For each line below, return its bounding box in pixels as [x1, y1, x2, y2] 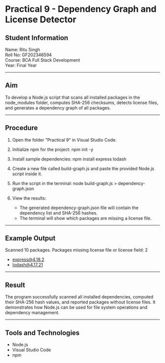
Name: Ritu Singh [5, 47, 40, 52]
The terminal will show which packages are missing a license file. [19, 215, 152, 221]
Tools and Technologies [5, 328, 80, 337]
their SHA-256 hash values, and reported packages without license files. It [5, 299, 156, 305]
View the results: [12, 195, 47, 201]
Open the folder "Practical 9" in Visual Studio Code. [12, 137, 117, 143]
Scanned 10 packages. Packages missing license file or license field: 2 [5, 247, 148, 253]
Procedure [5, 124, 38, 132]
